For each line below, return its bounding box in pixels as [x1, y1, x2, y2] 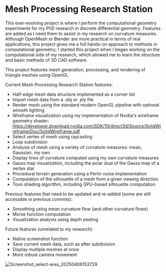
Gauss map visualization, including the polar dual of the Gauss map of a [12, 160, 160, 166]
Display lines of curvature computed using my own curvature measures [12, 154, 159, 160]
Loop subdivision [12, 138, 48, 145]
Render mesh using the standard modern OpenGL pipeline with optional [12, 102, 160, 108]
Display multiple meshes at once [12, 246, 80, 252]
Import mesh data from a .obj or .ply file [12, 96, 94, 103]
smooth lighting [12, 107, 45, 113]
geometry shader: [12, 118, 49, 124]
